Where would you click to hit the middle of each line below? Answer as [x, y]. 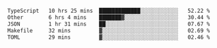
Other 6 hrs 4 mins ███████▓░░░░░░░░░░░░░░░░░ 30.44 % [109, 17]
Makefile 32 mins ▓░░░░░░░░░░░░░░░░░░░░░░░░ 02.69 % [109, 30]
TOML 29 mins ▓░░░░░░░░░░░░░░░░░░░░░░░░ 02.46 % [109, 37]
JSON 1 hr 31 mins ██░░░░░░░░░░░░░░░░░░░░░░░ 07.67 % [109, 24]
